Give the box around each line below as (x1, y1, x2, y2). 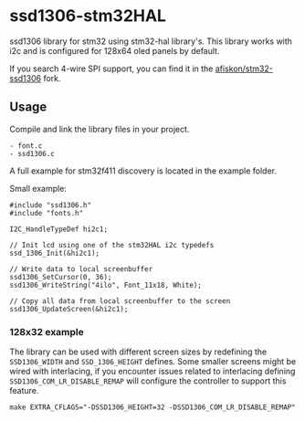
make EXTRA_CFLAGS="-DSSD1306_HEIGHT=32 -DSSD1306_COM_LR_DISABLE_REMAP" (9, 403, 297, 412)
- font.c (9, 141, 43, 151)
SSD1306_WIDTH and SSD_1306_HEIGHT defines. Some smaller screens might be (9, 356, 297, 367)
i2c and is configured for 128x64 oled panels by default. (9, 45, 220, 56)
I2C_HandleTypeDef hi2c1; (9, 225, 108, 234)
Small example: (9, 183, 67, 194)
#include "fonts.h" (9, 208, 84, 217)
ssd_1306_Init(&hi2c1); (9, 248, 100, 258)
